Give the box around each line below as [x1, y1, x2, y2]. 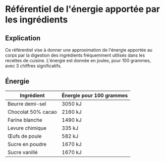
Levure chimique [7, 124, 47, 131]
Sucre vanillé [7, 149, 38, 156]
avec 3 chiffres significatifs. [5, 63, 62, 69]
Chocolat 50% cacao [7, 108, 57, 115]
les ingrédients [5, 14, 68, 25]
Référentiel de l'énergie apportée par [5, 3, 160, 15]
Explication [5, 34, 41, 42]
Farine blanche [7, 116, 43, 123]
